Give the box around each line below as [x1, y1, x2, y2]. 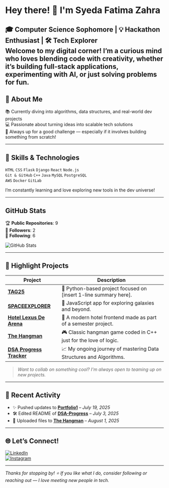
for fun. [5, 78, 29, 86]
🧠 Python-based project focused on [61, 285, 147, 292]
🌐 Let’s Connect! [5, 437, 59, 445]
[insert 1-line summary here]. [61, 291, 132, 298]
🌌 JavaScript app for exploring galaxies [61, 299, 154, 306]
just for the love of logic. [61, 337, 119, 344]
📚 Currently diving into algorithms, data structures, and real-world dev [5, 109, 152, 115]
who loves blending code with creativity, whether [5, 54, 163, 63]
